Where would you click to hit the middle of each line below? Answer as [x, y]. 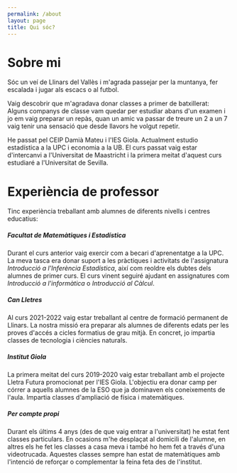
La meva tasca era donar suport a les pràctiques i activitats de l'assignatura [118, 261]
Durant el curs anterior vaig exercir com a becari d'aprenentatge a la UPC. [116, 253]
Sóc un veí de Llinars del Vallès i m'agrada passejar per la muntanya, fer [113, 82]
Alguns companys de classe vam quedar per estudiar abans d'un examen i [116, 111]
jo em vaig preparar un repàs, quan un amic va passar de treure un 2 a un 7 [117, 119]
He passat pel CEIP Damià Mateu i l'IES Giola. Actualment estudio [103, 140]
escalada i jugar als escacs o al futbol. [63, 90]
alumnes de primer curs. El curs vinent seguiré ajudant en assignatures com [118, 276]
